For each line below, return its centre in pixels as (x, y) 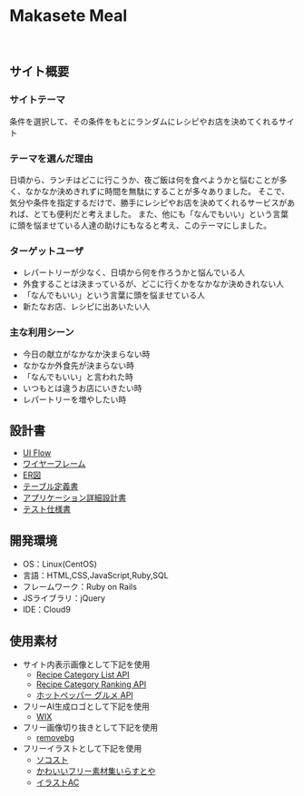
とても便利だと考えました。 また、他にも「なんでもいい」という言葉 (161, 213)
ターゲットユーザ (47, 251)
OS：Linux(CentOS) (60, 565)
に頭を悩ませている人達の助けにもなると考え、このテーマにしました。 (141, 225)
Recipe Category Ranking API (91, 684)
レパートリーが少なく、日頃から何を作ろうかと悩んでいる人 (134, 272)
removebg (55, 737)
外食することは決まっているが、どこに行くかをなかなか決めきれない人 (153, 284)
